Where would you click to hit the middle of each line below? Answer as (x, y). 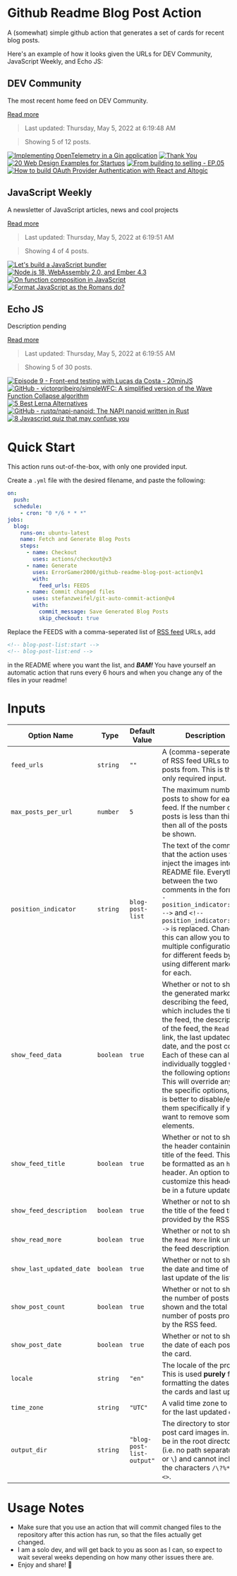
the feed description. (196, 1248)
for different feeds (192, 955)
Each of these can (192, 1055)
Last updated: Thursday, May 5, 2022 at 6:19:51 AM (99, 237)
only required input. (194, 778)
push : (22, 500)
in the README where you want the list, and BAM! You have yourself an (112, 665)
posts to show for (191, 798)
